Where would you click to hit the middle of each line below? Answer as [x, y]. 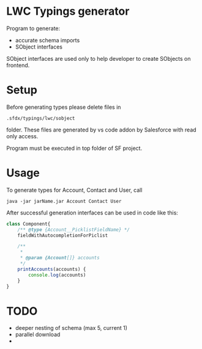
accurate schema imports [47, 40]
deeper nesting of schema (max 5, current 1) [71, 328]
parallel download [38, 335]
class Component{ [28, 224]
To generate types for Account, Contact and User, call [74, 190]
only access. [22, 136]
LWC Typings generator [68, 11]
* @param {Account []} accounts [60, 258]
